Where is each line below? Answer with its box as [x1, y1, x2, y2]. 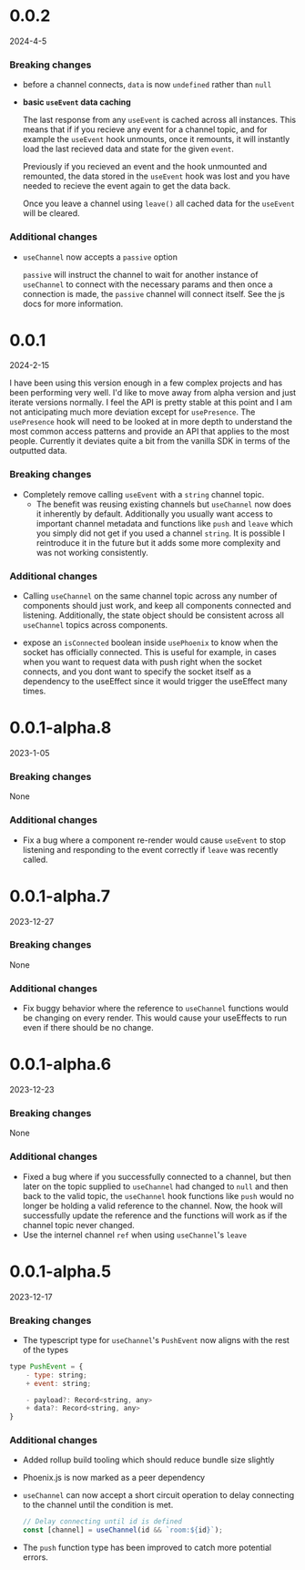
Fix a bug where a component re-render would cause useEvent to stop [22, 835, 287, 846]
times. [22, 685, 46, 697]
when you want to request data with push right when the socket [22, 657, 262, 668]
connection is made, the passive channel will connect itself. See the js [22, 288, 285, 299]
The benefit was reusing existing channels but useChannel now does [36, 498, 291, 509]
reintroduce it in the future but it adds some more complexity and [36, 537, 280, 548]
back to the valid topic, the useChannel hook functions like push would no [22, 1190, 294, 1201]
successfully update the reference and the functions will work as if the [22, 1209, 288, 1221]
